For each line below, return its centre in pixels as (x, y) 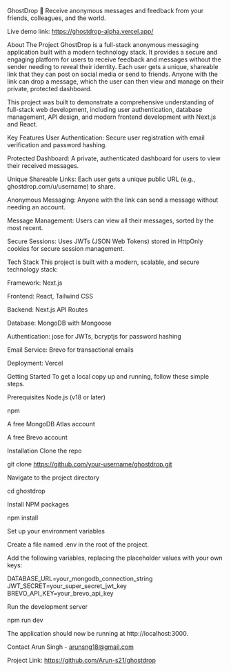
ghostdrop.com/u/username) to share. (61, 186)
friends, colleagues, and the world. (57, 18)
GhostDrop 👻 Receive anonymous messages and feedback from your (106, 11)
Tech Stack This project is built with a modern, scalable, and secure (103, 262)
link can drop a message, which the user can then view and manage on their (115, 82)
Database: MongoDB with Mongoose (59, 323)
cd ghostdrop (27, 491)
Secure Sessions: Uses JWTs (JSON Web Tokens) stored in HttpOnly (105, 241)
